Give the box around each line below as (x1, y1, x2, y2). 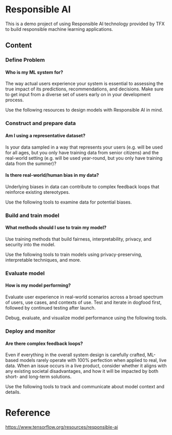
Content (5, 41, 32, 50)
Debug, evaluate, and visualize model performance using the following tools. (5, 315, 167, 321)
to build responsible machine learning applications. (5, 26, 113, 32)
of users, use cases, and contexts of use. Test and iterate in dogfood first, (5, 299, 162, 305)
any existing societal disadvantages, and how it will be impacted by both (5, 368, 159, 374)
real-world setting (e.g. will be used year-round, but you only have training (5, 155, 163, 161)
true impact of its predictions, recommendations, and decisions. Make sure (5, 86, 164, 92)
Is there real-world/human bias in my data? (5, 172, 99, 178)
